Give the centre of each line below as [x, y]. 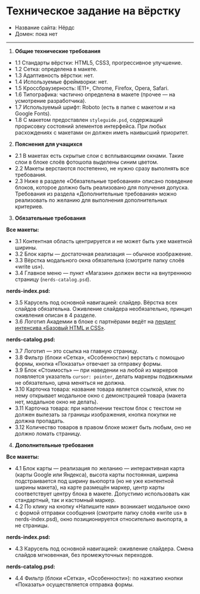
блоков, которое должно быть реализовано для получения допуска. [102, 187]
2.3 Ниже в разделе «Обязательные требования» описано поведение [104, 181]
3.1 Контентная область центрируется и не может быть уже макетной [103, 241]
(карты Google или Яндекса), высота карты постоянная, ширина [96, 474]
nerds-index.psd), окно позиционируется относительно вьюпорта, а [101, 519]
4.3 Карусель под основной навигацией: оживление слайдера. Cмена [104, 549]
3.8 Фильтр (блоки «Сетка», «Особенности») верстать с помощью [100, 357]
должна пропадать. [40, 421]
